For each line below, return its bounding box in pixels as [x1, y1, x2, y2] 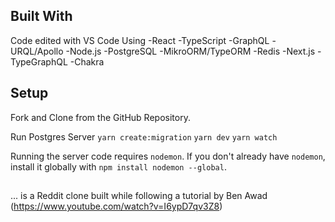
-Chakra [69, 55, 105, 68]
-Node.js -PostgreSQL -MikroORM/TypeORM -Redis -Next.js [65, 45, 316, 57]
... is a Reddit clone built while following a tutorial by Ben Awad [10, 190, 268, 202]
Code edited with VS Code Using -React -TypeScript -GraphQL [10, 34, 270, 46]
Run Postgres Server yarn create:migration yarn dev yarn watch [10, 130, 278, 143]
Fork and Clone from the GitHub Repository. [10, 111, 191, 123]
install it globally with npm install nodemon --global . [10, 160, 227, 173]
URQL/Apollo [10, 45, 64, 57]
